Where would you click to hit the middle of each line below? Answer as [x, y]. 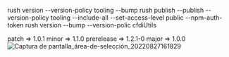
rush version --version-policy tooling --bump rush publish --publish [106, 10]
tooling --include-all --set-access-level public [117, 18]
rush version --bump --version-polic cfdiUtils [91, 25]
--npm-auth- [204, 18]
